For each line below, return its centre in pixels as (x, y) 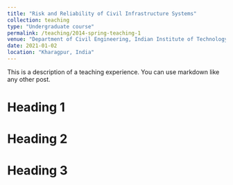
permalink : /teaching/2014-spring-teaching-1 (74, 33)
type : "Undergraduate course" (51, 26)
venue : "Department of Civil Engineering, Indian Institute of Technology (118, 39)
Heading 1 (36, 107)
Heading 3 (37, 171)
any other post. (29, 79)
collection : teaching (38, 20)
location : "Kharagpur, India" (51, 53)
